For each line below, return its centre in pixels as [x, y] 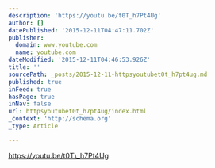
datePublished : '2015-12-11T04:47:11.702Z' [81, 30]
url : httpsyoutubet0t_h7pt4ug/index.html [78, 112]
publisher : [26, 38]
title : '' [25, 67]
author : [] [26, 23]
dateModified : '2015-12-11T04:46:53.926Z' [79, 60]
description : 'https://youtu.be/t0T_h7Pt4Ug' [84, 15]
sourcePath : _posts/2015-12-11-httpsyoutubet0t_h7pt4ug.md [108, 74]
